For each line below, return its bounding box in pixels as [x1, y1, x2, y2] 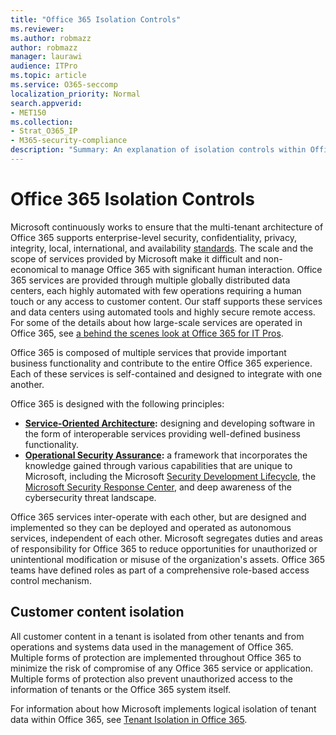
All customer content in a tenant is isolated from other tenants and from [10, 630, 305, 642]
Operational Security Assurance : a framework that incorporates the [24, 449, 308, 461]
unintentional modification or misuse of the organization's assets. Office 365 [10, 553, 326, 565]
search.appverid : [10, 98, 83, 108]
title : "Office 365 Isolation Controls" [10, 14, 182, 25]
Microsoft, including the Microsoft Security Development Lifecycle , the [24, 470, 317, 482]
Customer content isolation [10, 604, 185, 621]
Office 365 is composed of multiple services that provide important [10, 346, 287, 358]
